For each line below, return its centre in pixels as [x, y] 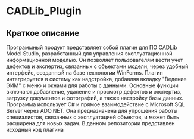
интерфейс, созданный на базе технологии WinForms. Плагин [85, 72]
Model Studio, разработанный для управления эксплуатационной [89, 54]
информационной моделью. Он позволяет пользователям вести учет [95, 60]
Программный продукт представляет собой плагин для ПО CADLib [92, 47]
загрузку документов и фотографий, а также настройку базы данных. [95, 98]
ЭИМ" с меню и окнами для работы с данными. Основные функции [92, 85]
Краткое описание [43, 33]
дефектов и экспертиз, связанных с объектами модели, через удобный [97, 66]
